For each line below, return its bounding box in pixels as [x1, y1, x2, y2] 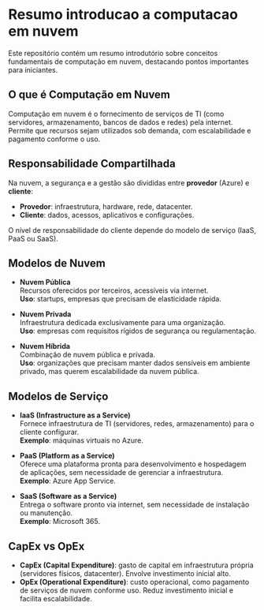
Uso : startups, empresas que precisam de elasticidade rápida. [19, 294, 222, 304]
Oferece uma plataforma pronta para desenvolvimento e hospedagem [19, 459, 247, 469]
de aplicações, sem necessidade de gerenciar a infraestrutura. [19, 468, 224, 477]
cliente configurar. [19, 428, 80, 437]
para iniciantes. [8, 65, 58, 74]
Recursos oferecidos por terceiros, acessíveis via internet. [19, 286, 209, 295]
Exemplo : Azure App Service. [19, 476, 117, 486]
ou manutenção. [19, 508, 73, 518]
